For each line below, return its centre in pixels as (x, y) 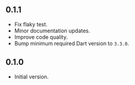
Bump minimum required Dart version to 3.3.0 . (72, 43)
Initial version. (31, 77)
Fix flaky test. (31, 24)
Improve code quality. (41, 37)
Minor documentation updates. (52, 31)
